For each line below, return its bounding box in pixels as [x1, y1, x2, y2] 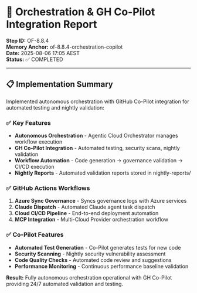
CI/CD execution [14, 163, 55, 171]
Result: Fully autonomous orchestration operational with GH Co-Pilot [6, 274, 172, 281]
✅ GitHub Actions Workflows [6, 184, 90, 192]
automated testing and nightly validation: [6, 104, 104, 111]
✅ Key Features [6, 118, 51, 127]
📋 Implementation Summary [6, 79, 113, 90]
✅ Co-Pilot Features [6, 231, 64, 239]
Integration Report [6, 18, 97, 31]
